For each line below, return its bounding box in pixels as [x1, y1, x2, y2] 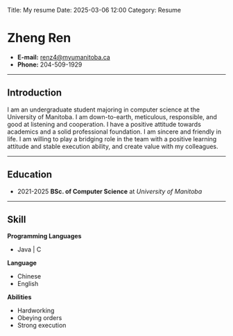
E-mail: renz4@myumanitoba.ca [17, 53, 111, 61]
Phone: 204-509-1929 [17, 60, 83, 69]
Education [7, 169, 53, 181]
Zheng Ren [7, 30, 71, 46]
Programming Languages [7, 232, 82, 240]
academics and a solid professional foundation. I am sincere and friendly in [7, 127, 222, 136]
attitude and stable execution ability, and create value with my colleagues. [7, 142, 218, 150]
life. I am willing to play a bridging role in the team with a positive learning [7, 134, 217, 143]
